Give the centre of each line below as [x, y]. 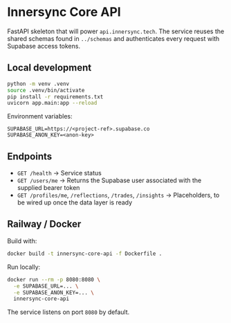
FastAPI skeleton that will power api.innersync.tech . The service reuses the [116, 31]
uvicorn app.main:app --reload [52, 103]
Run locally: [24, 267]
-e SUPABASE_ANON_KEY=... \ [54, 293]
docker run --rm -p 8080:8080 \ [54, 279]
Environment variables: [40, 116]
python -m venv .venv [38, 84]
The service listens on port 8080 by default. [68, 312]
